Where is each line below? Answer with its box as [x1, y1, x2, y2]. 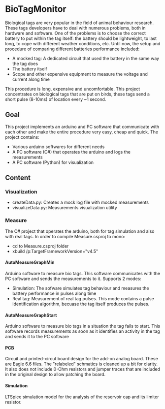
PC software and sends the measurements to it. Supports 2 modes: [5, 276, 141, 282]
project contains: [5, 134, 39, 140]
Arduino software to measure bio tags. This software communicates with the [5, 270, 161, 276]
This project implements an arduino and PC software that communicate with [5, 124, 159, 129]
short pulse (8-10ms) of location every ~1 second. [5, 96, 106, 102]
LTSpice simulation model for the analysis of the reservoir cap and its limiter [5, 394, 159, 400]
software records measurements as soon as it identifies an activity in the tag [5, 328, 160, 334]
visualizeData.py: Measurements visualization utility [12, 205, 117, 211]
